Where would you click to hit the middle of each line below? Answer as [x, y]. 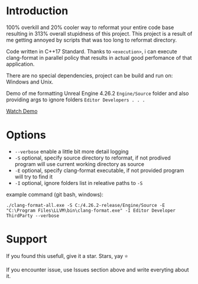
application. [20, 64]
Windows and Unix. [30, 82]
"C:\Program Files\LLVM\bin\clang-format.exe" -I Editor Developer [91, 210]
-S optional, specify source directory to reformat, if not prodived [93, 158]
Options [26, 135]
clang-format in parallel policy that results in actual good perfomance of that [99, 58]
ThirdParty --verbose [33, 216]
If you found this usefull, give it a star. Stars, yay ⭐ [67, 256]
